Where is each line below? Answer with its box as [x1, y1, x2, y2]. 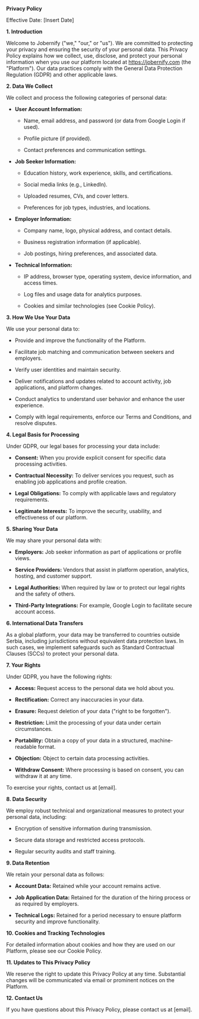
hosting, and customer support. [14, 572, 92, 580]
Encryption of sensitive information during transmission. [14, 825, 153, 832]
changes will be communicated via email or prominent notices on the [6, 977, 175, 983]
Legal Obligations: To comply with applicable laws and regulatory [14, 490, 176, 496]
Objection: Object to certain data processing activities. [14, 755, 150, 762]
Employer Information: [14, 216, 72, 222]
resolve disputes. [14, 420, 58, 426]
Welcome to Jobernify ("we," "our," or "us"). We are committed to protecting [6, 40, 193, 46]
